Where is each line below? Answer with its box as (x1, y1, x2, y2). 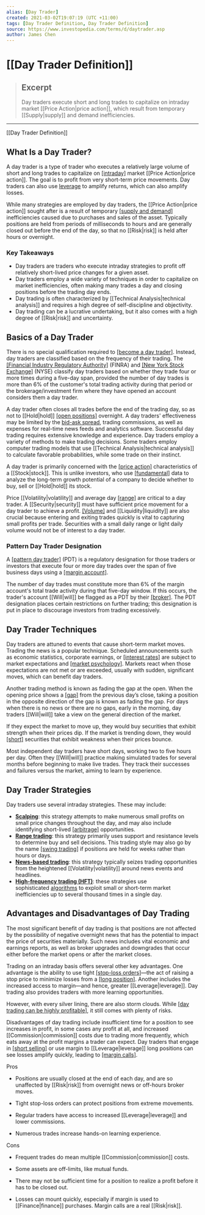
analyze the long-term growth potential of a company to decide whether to (6, 476, 194, 483)
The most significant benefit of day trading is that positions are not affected (6, 924, 196, 932)
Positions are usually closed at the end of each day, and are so (15, 1074, 173, 1082)
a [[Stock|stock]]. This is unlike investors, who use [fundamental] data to (6, 469, 189, 477)
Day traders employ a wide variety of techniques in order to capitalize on (15, 276, 199, 283)
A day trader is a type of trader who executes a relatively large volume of (6, 163, 190, 170)
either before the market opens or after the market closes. (6, 950, 153, 958)
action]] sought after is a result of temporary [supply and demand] (6, 207, 173, 215)
